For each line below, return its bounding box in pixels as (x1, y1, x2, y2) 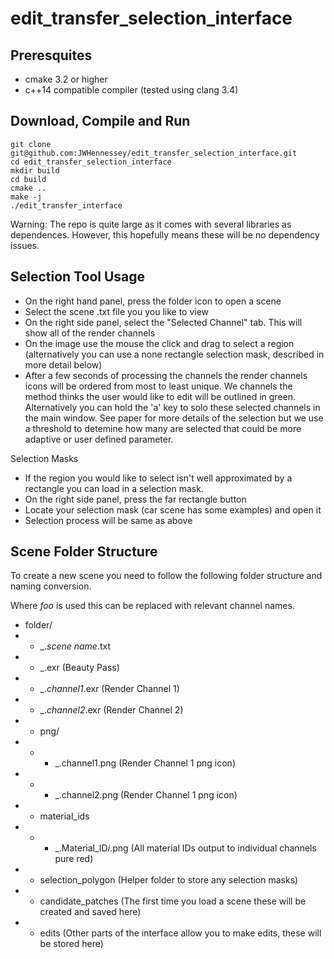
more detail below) (24, 358, 103, 371)
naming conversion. (10, 580, 92, 592)
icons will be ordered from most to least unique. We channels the (24, 380, 293, 392)
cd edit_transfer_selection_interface (10, 157, 172, 167)
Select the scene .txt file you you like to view (24, 305, 210, 317)
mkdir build (10, 165, 60, 176)
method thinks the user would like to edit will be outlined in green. (24, 390, 297, 402)
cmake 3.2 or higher (24, 73, 108, 85)
